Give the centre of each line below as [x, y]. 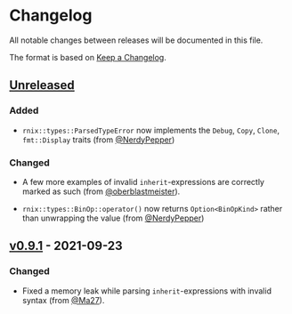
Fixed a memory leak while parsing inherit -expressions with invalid [146, 291]
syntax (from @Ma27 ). [63, 300]
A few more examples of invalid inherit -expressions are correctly [143, 181]
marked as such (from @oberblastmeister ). [101, 191]
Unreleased [42, 85]
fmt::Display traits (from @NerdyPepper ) [98, 140]
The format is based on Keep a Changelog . [88, 57]
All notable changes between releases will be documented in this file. [136, 40]
